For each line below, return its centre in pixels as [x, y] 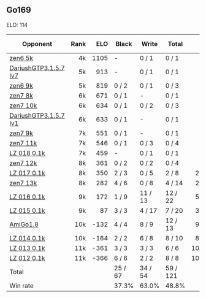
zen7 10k [23, 105]
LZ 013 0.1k [27, 248]
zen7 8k [21, 96]
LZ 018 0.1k [27, 153]
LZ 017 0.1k [27, 173]
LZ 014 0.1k [27, 238]
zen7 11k [23, 143]
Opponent [37, 44]
